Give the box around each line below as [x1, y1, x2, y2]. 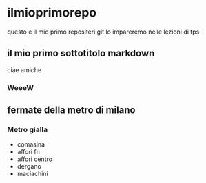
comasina [17, 140, 45, 149]
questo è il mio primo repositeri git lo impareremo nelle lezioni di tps [7, 28, 200, 36]
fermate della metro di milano [7, 105, 136, 116]
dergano [17, 162, 41, 171]
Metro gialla [7, 125, 48, 134]
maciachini [17, 170, 48, 178]
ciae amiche [7, 65, 42, 74]
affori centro [17, 155, 53, 163]
